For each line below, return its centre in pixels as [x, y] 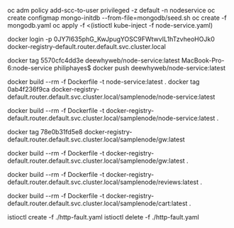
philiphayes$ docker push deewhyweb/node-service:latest [139, 68]
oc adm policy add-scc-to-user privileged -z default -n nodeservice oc [111, 10]
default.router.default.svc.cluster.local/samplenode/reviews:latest [103, 182]
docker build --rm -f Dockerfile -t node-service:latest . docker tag [104, 82]
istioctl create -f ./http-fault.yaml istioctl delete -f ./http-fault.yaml [104, 217]
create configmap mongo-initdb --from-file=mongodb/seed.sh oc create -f [117, 18]
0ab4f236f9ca [29, 89]
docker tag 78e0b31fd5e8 [45, 132]
